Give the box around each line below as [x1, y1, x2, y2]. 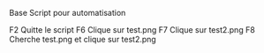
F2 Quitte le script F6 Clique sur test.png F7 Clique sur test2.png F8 [9, 25, 256, 34]
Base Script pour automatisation [9, 8, 126, 18]
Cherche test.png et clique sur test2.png [9, 34, 156, 44]
